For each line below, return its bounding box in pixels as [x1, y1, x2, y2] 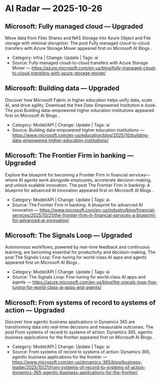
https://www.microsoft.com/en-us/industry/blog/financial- [39, 207, 156, 213]
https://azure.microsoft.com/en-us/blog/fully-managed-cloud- [31, 65, 157, 71]
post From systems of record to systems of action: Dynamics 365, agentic [5, 329, 153, 335]
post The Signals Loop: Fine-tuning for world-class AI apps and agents [5, 254, 147, 260]
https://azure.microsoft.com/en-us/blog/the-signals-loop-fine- [32, 279, 158, 285]
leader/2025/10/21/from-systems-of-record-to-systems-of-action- [12, 364, 146, 370]
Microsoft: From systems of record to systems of [5, 299, 156, 307]
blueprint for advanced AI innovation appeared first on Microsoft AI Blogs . [5, 187, 154, 193]
